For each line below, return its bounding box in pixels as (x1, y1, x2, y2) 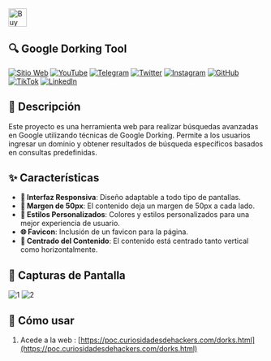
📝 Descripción (8, 100, 81, 114)
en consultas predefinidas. (8, 147, 97, 157)
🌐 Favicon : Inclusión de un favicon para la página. (19, 227, 189, 237)
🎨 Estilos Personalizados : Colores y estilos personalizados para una (19, 210, 250, 220)
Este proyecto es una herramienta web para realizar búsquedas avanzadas (8, 121, 259, 131)
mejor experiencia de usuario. (19, 219, 120, 228)
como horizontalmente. (19, 245, 98, 254)
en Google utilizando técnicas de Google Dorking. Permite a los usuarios (8, 130, 251, 140)
